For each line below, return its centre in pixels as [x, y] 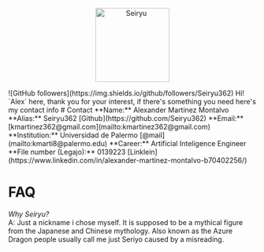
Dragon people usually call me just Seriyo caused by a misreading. [116, 239]
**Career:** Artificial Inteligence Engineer [178, 143]
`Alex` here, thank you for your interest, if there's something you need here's [132, 102]
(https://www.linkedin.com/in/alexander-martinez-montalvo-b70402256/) [128, 160]
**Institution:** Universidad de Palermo [73, 135]
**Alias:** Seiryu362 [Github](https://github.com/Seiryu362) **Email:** [126, 118]
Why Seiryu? [29, 214]
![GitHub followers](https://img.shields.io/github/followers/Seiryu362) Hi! [126, 93]
